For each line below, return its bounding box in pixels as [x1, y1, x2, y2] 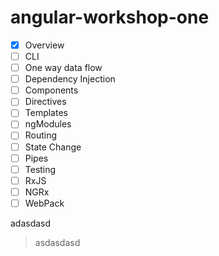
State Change [24, 141, 82, 153]
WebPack [24, 197, 65, 209]
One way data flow [24, 62, 103, 74]
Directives [24, 96, 67, 108]
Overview [24, 39, 65, 51]
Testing [24, 163, 57, 175]
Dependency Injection [24, 73, 116, 85]
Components [24, 84, 79, 96]
